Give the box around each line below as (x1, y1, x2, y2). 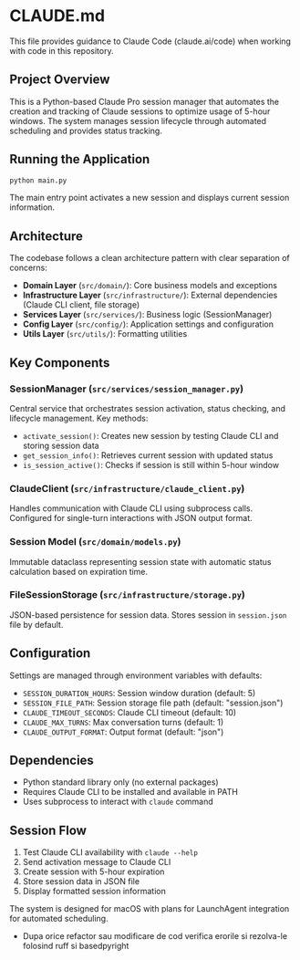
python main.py (9, 175, 67, 185)
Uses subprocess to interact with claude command (22, 796, 214, 808)
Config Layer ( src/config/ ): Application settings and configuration (22, 318, 274, 329)
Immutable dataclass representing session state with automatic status (9, 556, 272, 567)
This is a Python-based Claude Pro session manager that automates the (9, 96, 280, 107)
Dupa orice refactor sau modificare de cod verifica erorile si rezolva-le (22, 931, 288, 942)
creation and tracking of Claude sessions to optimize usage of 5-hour (9, 106, 271, 117)
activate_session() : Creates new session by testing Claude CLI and (22, 430, 279, 441)
